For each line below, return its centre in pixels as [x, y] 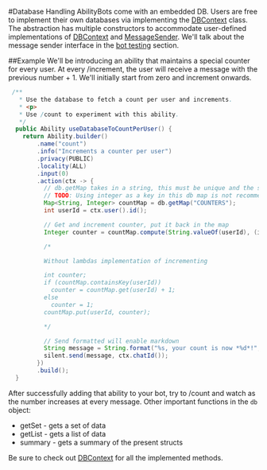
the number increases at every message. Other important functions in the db [133, 402]
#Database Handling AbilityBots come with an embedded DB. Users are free [133, 12]
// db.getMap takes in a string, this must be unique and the [149, 188]
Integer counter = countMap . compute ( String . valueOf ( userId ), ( [151, 232]
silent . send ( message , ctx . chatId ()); [106, 356]
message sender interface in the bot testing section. [94, 45]
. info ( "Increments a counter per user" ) [104, 151]
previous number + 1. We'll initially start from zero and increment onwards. [130, 78]
